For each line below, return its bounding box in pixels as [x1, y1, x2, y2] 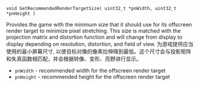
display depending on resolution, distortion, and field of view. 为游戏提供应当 [6, 41, 194, 47]
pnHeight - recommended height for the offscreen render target [14, 74, 170, 80]
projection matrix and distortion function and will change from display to [6, 34, 183, 41]
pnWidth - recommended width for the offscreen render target [14, 67, 166, 74]
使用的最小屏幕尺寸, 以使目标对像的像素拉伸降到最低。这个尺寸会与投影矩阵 [6, 48, 191, 55]
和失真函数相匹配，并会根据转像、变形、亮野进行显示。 [6, 55, 141, 62]
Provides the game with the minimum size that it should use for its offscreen [6, 21, 192, 28]
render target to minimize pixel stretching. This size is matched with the [6, 27, 181, 34]
